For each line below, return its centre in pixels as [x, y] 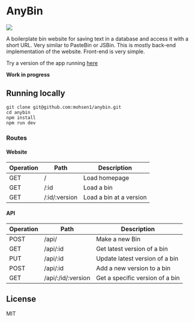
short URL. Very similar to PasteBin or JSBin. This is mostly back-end [91, 45]
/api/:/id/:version [67, 278]
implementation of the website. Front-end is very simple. [76, 51]
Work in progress [28, 74]
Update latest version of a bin [137, 259]
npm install [21, 118]
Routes [17, 137]
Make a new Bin [118, 239]
